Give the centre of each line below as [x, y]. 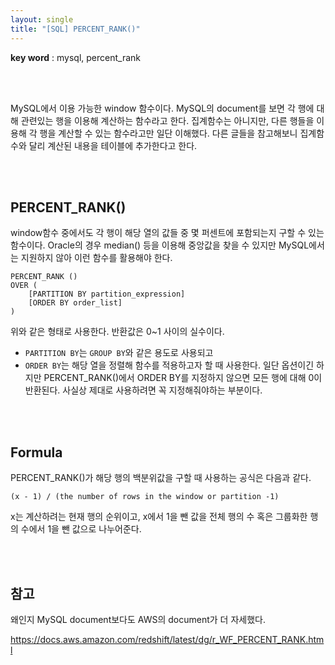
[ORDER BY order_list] [75, 303]
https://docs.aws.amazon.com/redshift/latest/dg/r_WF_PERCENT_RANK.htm [167, 639]
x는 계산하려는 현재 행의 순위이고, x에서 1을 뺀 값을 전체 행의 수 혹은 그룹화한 [159, 517]
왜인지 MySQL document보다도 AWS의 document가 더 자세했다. [138, 619]
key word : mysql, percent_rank [76, 57]
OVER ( [24, 286]
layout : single [42, 19]
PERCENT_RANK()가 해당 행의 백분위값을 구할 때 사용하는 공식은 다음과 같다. [161, 478]
